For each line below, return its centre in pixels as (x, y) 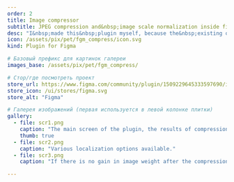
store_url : (23, 84)
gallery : (20, 116)
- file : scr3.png (39, 155)
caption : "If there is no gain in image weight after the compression (124, 162)
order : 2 (20, 14)
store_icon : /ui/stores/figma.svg (57, 91)
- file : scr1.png (39, 123)
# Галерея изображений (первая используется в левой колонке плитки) (110, 110)
